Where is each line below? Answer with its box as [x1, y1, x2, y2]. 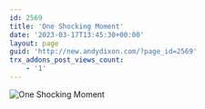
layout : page [9, 38, 59, 48]
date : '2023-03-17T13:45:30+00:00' [9, 30, 145, 39]
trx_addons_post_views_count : [9, 55, 125, 64]
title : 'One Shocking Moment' [9, 22, 125, 31]
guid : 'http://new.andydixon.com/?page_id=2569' [9, 47, 198, 56]
